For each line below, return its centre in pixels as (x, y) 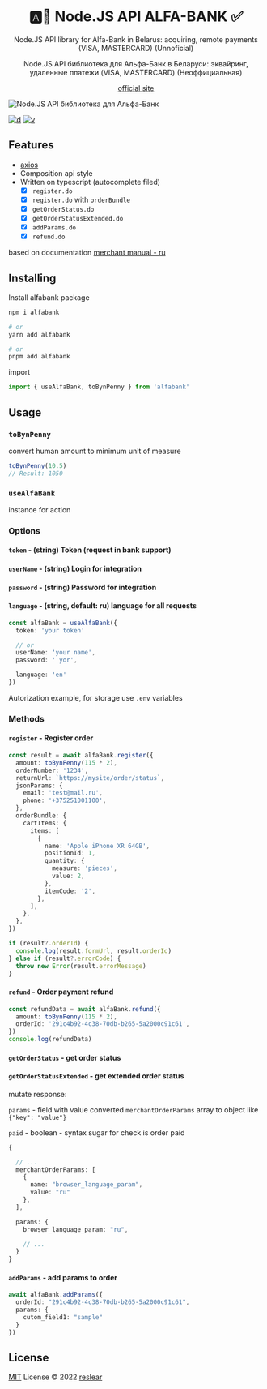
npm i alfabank (34, 312)
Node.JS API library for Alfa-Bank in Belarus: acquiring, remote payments (136, 39)
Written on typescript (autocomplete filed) (90, 182)
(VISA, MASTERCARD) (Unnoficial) (136, 48)
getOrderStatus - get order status (65, 1057)
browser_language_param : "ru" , (76, 1229)
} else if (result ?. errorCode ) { (65, 958)
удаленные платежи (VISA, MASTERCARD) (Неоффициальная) (136, 72)
